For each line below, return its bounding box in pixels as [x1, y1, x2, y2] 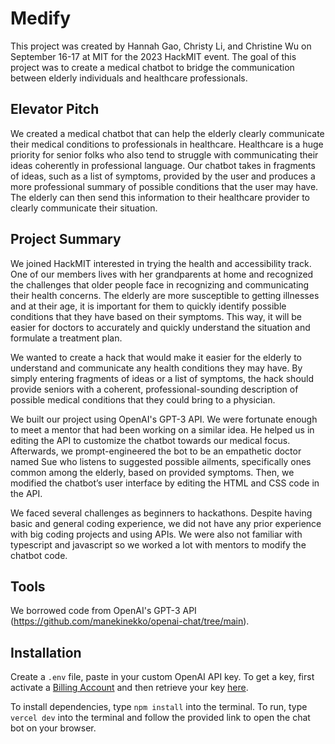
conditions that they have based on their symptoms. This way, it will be [10, 310, 302, 322]
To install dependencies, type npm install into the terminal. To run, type [10, 701, 308, 713]
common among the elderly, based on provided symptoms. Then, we [10, 466, 295, 478]
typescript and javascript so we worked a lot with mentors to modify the [10, 538, 307, 551]
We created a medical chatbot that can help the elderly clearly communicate [10, 127, 325, 139]
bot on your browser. [10, 722, 97, 734]
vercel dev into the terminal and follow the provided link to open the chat [10, 712, 311, 724]
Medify [10, 7, 72, 30]
